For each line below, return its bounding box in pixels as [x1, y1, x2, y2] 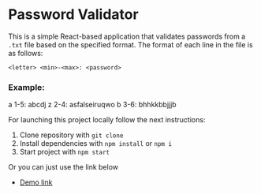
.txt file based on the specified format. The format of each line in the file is [8, 39, 254, 49]
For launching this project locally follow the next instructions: [8, 115, 206, 125]
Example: [8, 81, 45, 92]
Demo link [19, 177, 53, 187]
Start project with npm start [19, 147, 110, 157]
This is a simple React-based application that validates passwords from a [8, 32, 246, 41]
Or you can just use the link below [8, 162, 119, 172]
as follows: [8, 48, 43, 58]
